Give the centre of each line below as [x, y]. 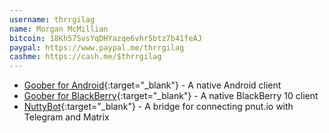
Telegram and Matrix [66, 117]
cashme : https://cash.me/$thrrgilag [85, 57]
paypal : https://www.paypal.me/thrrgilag [97, 47]
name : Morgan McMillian [59, 29]
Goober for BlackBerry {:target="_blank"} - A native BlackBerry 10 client [171, 96]
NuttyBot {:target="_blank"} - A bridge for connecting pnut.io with [158, 107]
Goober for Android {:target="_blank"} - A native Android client [152, 85]
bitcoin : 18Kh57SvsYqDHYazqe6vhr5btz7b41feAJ [105, 38]
